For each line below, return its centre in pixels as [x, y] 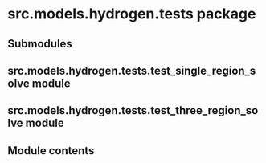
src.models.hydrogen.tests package [132, 14]
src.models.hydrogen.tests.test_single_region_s [132, 70]
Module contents [51, 151]
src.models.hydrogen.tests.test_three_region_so [133, 110]
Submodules [40, 44]
